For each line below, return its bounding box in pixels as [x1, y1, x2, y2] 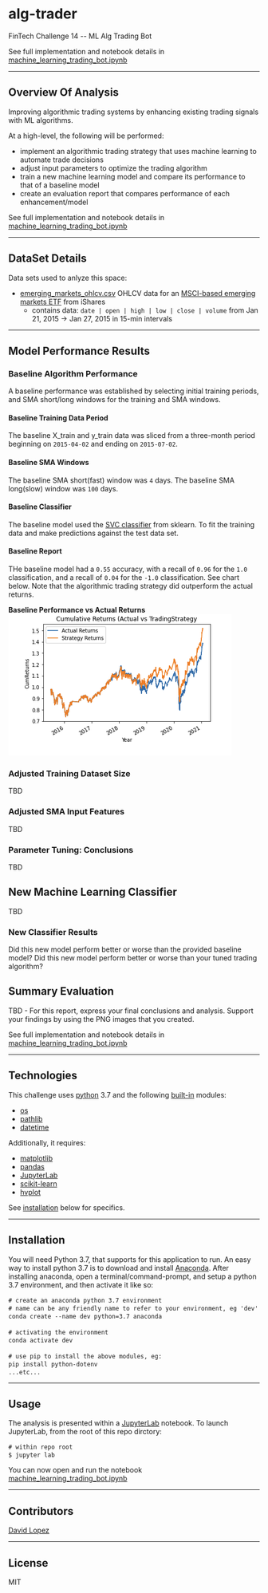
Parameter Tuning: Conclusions [8, 844, 134, 855]
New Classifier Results [8, 926, 98, 937]
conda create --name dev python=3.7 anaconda [8, 1312, 162, 1320]
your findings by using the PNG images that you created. [8, 1014, 195, 1023]
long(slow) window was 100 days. [8, 483, 118, 493]
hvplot [19, 1187, 41, 1197]
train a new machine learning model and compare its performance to [19, 172, 246, 181]
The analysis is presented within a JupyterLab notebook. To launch [8, 1418, 229, 1428]
